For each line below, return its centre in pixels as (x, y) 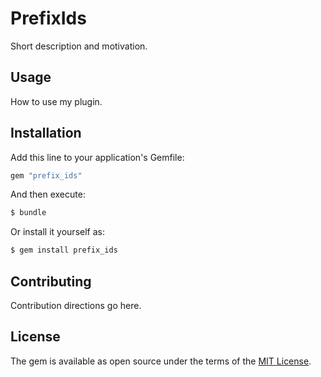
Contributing (51, 281)
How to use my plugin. (56, 101)
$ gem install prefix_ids (64, 250)
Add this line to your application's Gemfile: (97, 157)
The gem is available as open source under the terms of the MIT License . (161, 361)
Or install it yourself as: (57, 232)
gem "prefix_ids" (46, 175)
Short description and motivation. (79, 46)
